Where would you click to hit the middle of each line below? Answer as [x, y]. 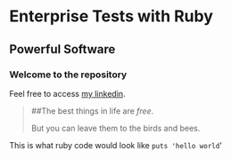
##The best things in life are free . [92, 111]
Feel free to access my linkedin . [68, 93]
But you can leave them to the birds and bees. [115, 128]
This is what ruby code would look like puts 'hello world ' [116, 145]
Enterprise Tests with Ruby [111, 16]
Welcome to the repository [68, 75]
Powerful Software [62, 49]
